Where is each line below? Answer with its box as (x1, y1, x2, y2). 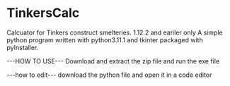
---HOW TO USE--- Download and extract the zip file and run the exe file (6, 56, 220, 65)
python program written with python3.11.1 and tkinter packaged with (6, 35, 203, 44)
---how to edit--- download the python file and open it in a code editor (6, 70, 212, 79)
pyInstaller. (6, 43, 39, 51)
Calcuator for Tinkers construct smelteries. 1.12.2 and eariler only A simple (6, 28, 224, 37)
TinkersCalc (6, 5, 80, 21)
